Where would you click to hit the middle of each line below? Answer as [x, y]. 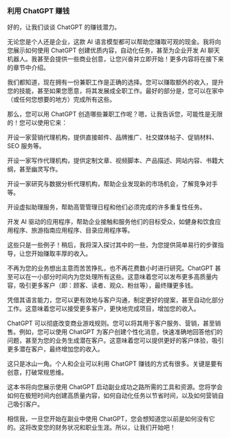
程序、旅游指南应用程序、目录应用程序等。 [73, 230]
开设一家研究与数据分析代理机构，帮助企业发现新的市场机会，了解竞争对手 [112, 184]
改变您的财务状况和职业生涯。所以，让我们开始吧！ [103, 428]
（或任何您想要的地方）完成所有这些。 [61, 100]
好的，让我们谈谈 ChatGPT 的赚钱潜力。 [64, 27]
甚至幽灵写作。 [40, 169]
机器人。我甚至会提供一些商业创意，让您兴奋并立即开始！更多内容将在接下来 [115, 59]
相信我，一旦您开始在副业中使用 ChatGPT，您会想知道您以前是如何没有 [108, 419]
